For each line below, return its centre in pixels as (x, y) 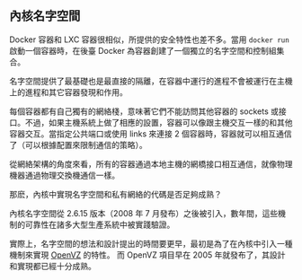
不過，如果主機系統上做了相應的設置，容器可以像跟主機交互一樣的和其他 (159, 122)
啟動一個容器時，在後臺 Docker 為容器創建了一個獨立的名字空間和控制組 (143, 50)
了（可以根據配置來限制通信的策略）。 (78, 144)
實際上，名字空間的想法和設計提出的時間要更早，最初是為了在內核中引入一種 (151, 243)
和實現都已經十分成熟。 (53, 266)
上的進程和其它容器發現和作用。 (68, 92)
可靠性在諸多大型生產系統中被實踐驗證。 (100, 224)
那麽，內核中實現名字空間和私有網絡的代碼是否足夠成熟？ (115, 194)
